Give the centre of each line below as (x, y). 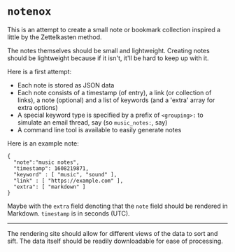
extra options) (37, 107)
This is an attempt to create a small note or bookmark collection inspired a (114, 29)
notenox (29, 12)
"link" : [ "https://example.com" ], (69, 181)
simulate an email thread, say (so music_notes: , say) (92, 122)
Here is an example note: (43, 143)
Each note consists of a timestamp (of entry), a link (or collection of (114, 92)
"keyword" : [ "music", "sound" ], (65, 174)
